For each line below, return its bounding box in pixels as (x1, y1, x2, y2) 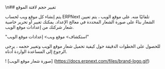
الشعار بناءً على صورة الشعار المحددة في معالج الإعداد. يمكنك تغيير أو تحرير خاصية (5, 19, 155, 25)
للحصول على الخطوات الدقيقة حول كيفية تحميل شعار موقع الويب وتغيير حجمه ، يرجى (5, 43, 161, 49)
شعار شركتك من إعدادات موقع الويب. (5, 24, 74, 30)
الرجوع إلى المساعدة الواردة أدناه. (5, 49, 67, 54)
